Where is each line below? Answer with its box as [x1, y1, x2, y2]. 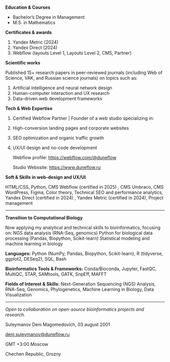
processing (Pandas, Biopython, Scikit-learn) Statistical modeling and [5, 235, 150, 241]
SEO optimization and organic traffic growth [12, 135, 104, 141]
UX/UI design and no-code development [12, 144, 97, 151]
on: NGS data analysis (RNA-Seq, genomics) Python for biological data [5, 230, 153, 236]
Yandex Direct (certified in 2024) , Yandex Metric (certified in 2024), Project [5, 195, 163, 201]
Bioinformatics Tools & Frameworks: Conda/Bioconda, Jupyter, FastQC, [5, 266, 157, 272]
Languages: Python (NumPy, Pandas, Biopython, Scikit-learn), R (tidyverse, [5, 250, 163, 257]
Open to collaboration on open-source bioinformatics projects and [5, 306, 144, 312]
